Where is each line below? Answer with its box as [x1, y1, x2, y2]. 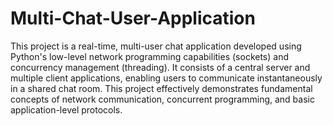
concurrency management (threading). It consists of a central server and [10, 61, 311, 73]
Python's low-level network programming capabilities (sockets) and [10, 50, 289, 62]
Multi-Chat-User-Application [10, 7, 256, 30]
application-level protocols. [10, 103, 123, 116]
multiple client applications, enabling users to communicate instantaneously [10, 72, 323, 84]
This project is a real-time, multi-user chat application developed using [10, 40, 302, 52]
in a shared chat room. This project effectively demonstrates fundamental [10, 82, 313, 94]
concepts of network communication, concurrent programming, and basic [10, 93, 315, 105]
